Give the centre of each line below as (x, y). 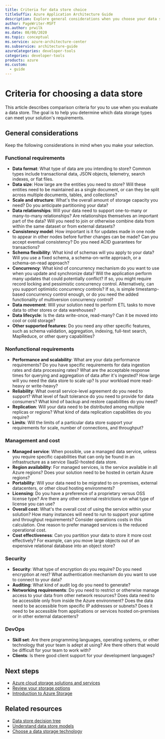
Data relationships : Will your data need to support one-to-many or (80, 211)
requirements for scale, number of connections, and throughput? (78, 428)
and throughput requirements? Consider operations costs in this (77, 519)
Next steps (22, 671)
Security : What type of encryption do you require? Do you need (77, 569)
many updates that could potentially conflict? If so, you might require (82, 279)
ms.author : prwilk (24, 28)
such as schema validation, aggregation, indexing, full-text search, (80, 331)
